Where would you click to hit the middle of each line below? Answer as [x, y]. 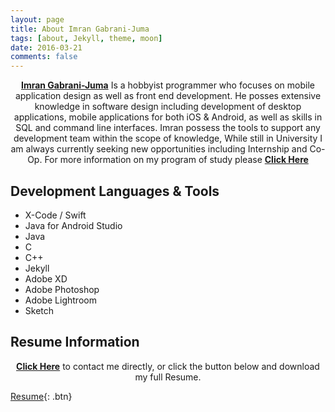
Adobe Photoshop [62, 289]
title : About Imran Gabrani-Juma [80, 29]
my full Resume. [168, 377]
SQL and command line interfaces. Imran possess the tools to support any [168, 128]
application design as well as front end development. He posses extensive [168, 96]
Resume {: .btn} [41, 396]
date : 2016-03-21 [46, 47]
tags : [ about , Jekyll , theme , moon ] [86, 38]
